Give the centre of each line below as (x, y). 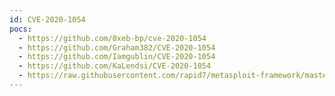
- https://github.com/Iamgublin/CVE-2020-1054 (117, 57)
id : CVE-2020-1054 (47, 19)
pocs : (20, 29)
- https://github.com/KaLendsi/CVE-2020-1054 (115, 66)
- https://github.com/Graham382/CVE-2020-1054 (117, 47)
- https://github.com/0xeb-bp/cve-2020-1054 (112, 38)
